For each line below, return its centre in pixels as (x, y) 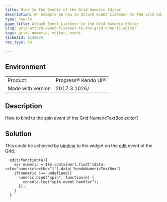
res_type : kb (19, 42)
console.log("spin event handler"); (61, 182)
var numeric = (29, 165)
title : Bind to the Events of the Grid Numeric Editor (63, 10)
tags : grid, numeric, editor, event (43, 33)
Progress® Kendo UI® (81, 80)
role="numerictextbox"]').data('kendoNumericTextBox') (63, 169)
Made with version (29, 88)
